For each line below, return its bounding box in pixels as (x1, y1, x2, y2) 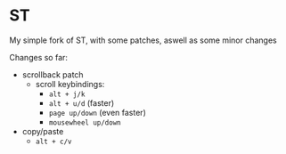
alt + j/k (48, 90, 86, 99)
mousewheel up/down (48, 118, 122, 127)
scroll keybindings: (35, 78, 105, 89)
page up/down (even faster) (48, 107, 147, 118)
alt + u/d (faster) (48, 97, 115, 108)
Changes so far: (9, 52, 69, 62)
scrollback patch (21, 69, 84, 80)
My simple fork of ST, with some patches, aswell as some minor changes (9, 35, 278, 45)
